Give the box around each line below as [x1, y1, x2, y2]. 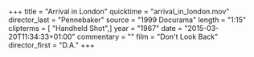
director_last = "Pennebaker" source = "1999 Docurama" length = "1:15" [8, 15, 247, 25]
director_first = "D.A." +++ [8, 40, 95, 50]
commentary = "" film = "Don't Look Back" [76, 32, 219, 41]
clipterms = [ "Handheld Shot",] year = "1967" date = [8, 24, 183, 32]
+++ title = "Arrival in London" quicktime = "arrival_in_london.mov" [8, 7, 230, 16]
